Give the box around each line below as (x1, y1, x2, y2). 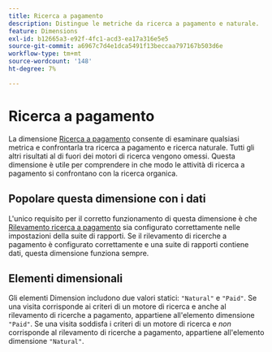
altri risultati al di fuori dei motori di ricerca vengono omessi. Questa (8, 151, 235, 161)
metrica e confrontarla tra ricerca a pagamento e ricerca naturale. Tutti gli (8, 142, 255, 152)
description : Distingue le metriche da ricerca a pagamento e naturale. (8, 20, 260, 28)
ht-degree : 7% (8, 65, 57, 73)
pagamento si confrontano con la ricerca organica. (8, 168, 179, 178)
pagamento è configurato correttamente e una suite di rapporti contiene (8, 239, 249, 249)
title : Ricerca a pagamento (8, 11, 104, 20)
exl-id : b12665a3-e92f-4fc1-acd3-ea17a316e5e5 (8, 34, 169, 43)
